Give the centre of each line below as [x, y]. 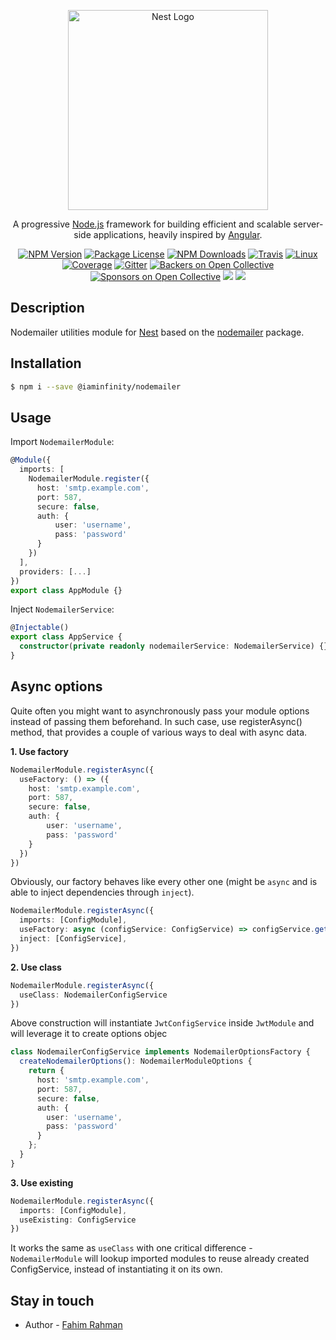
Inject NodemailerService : [62, 609]
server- [308, 224]
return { [46, 1071]
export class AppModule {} [66, 590]
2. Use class [36, 967]
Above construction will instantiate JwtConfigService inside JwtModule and [162, 1023]
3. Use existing [42, 1182]
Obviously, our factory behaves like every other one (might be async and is [164, 882]
